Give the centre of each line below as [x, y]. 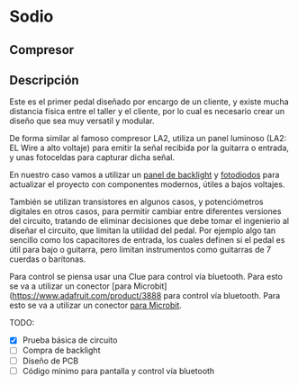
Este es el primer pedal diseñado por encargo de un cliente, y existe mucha [149, 102]
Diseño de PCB [50, 361]
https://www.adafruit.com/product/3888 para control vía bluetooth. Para [146, 296]
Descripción [44, 80]
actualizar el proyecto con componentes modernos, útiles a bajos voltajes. [147, 184]
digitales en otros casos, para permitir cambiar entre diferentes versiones [145, 211]
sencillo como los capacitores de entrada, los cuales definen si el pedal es [147, 240]
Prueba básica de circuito [70, 340]
